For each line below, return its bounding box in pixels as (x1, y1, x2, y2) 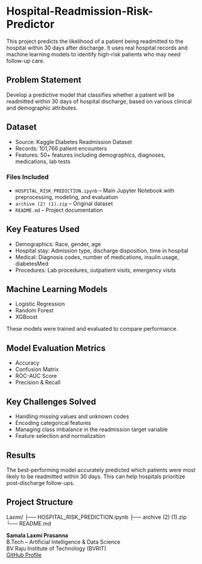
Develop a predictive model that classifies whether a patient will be (6, 91, 175, 99)
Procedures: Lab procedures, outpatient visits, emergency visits (15, 266, 176, 274)
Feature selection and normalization (15, 432, 106, 440)
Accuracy (15, 359, 40, 367)
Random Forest (15, 307, 54, 314)
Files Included (6, 173, 49, 181)
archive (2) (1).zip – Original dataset (15, 200, 113, 207)
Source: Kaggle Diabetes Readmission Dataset (15, 138, 132, 145)
